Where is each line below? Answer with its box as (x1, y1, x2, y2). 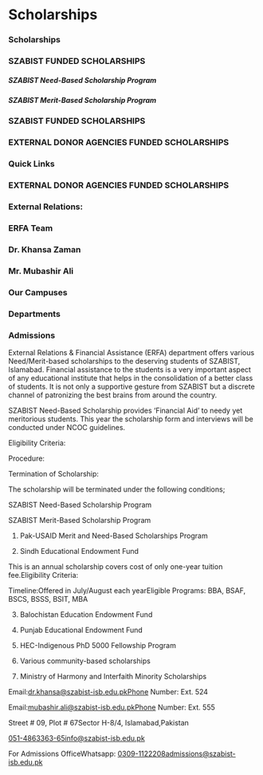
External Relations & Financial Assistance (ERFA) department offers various (8, 347, 255, 357)
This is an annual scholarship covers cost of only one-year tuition (8, 561, 223, 571)
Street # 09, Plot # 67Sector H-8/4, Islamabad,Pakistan (8, 718, 190, 727)
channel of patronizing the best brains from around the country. (8, 389, 218, 400)
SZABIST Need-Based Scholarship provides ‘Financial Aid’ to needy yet (8, 405, 243, 415)
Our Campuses (8, 287, 68, 298)
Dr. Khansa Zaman (8, 243, 81, 255)
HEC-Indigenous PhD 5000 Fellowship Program (19, 640, 177, 650)
